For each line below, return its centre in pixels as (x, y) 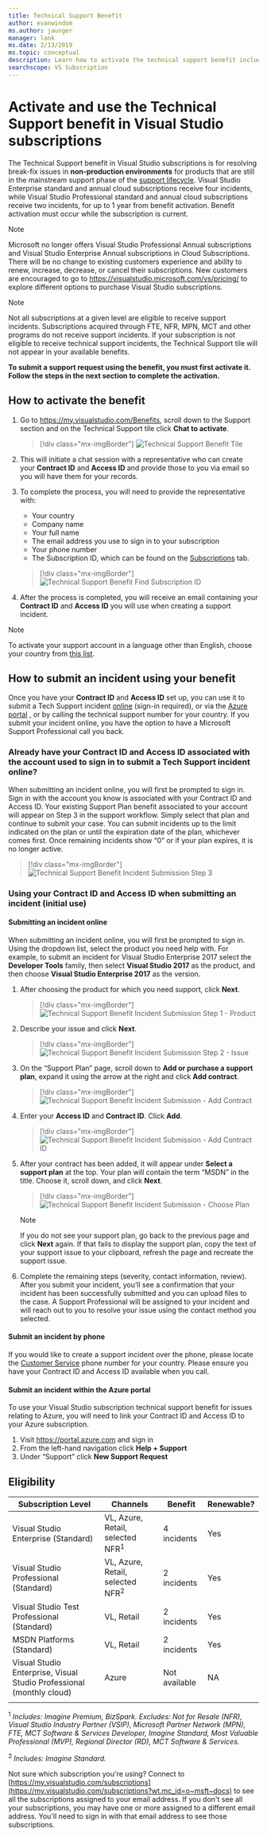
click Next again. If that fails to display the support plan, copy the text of (138, 1243)
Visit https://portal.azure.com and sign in (86, 1440)
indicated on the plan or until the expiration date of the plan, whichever (124, 832)
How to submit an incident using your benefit (122, 678)
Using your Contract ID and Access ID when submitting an (122, 893)
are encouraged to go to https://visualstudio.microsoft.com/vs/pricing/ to (128, 278)
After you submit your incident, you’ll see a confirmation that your (127, 1285)
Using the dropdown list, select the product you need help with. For (118, 948)
